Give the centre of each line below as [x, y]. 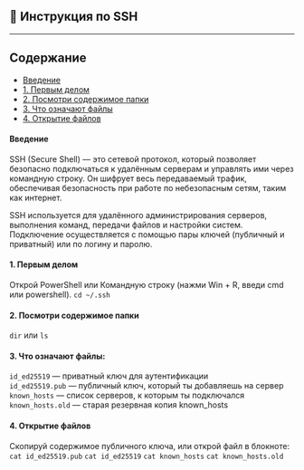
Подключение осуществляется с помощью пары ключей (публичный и [147, 234]
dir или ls [29, 335]
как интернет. [36, 197]
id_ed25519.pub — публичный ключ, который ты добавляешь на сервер [147, 386]
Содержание [48, 58]
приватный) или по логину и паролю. [81, 244]
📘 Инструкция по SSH [74, 17]
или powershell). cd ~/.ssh [60, 294]
